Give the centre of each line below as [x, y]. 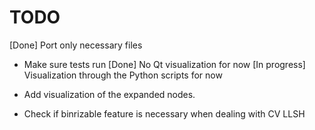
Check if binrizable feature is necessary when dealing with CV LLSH [164, 113]
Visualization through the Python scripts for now [123, 75]
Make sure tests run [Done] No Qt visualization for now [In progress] [164, 64]
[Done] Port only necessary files [76, 45]
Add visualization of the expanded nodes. [109, 94]
